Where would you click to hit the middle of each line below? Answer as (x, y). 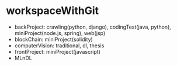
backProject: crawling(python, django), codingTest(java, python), (93, 27)
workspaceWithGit (53, 11)
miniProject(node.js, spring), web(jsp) (60, 33)
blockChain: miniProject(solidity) (54, 39)
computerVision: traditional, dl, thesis (59, 46)
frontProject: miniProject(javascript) (58, 51)
